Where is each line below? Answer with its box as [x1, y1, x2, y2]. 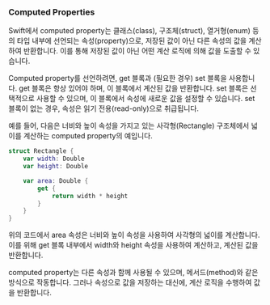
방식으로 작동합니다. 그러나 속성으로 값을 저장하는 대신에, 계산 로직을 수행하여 [8, 277, 252, 287]
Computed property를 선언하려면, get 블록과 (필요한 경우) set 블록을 [8, 74, 228, 83]
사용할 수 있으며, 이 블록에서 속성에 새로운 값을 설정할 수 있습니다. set [36, 94, 255, 104]
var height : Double [23, 163, 89, 171]
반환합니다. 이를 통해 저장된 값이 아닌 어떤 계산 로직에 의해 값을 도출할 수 [23, 46, 252, 56]
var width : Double [23, 155, 85, 163]
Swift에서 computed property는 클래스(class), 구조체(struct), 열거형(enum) [8, 26, 251, 36]
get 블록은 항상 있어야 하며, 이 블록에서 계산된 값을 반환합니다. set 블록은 [19, 83, 249, 93]
